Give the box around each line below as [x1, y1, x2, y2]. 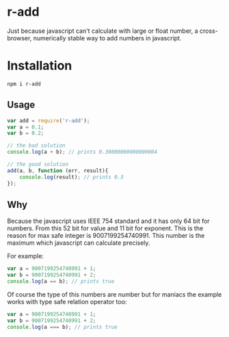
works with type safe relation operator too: [7, 298, 127, 306]
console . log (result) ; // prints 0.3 [19, 174, 124, 180]
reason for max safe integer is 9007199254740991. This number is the [7, 232, 205, 240]
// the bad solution [7, 142, 66, 149]
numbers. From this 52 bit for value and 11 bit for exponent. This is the [7, 224, 204, 232]
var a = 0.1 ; [7, 124, 44, 131]
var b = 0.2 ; [7, 130, 44, 137]
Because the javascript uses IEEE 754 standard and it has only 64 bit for [7, 217, 210, 226]
